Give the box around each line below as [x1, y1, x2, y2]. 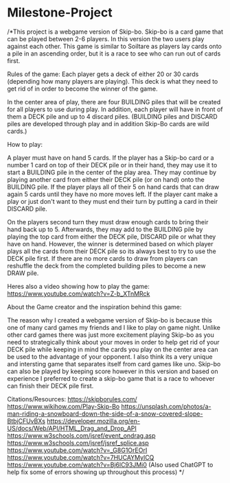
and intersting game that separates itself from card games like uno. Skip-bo [7, 360, 221, 368]
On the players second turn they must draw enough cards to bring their [7, 217, 209, 226]
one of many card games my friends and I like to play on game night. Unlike [7, 323, 221, 331]
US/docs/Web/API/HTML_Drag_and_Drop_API [7, 424, 137, 432]
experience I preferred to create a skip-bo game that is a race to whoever [7, 374, 215, 382]
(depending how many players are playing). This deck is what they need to [7, 77, 218, 85]
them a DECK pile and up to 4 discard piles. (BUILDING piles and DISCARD [7, 112, 218, 121]
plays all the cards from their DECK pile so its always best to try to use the [7, 247, 216, 255]
